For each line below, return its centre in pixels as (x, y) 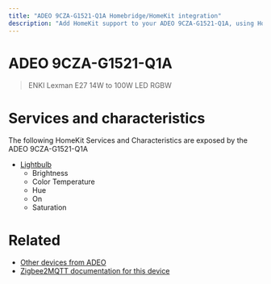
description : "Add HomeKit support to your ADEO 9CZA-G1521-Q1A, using (131, 23)
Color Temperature (63, 182)
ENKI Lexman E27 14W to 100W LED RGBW (100, 86)
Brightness (50, 173)
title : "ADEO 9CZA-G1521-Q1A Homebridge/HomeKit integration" (115, 16)
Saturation (49, 207)
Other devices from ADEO (63, 262)
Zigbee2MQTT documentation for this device (95, 271)
